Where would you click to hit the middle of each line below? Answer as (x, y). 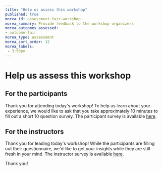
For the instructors (35, 131)
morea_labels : (20, 46)
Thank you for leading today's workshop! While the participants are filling (80, 143)
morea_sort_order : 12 (27, 42)
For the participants (36, 94)
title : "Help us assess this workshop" (46, 10)
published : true (22, 14)
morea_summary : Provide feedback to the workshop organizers (70, 23)
